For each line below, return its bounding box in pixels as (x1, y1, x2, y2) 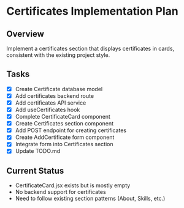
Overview (6, 29, 45, 39)
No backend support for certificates (15, 188, 106, 196)
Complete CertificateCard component (15, 113, 110, 121)
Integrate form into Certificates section (15, 141, 113, 148)
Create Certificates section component (15, 120, 114, 127)
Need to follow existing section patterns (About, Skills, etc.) (15, 195, 166, 202)
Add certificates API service (15, 99, 86, 106)
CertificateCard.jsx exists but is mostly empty (15, 182, 131, 189)
